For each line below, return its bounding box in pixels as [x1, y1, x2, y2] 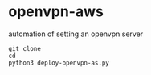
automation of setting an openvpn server [8, 29, 144, 39]
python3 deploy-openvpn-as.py [8, 59, 110, 67]
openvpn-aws [8, 2, 104, 21]
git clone [8, 44, 42, 52]
